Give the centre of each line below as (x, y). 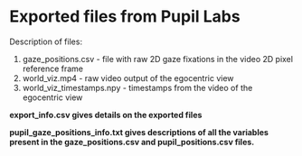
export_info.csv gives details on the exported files (106, 115)
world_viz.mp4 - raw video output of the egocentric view (128, 78)
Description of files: (46, 41)
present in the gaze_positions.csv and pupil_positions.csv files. (132, 142)
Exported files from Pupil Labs (125, 17)
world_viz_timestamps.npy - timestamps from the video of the (137, 87)
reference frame (53, 69)
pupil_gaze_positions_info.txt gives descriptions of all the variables (139, 132)
